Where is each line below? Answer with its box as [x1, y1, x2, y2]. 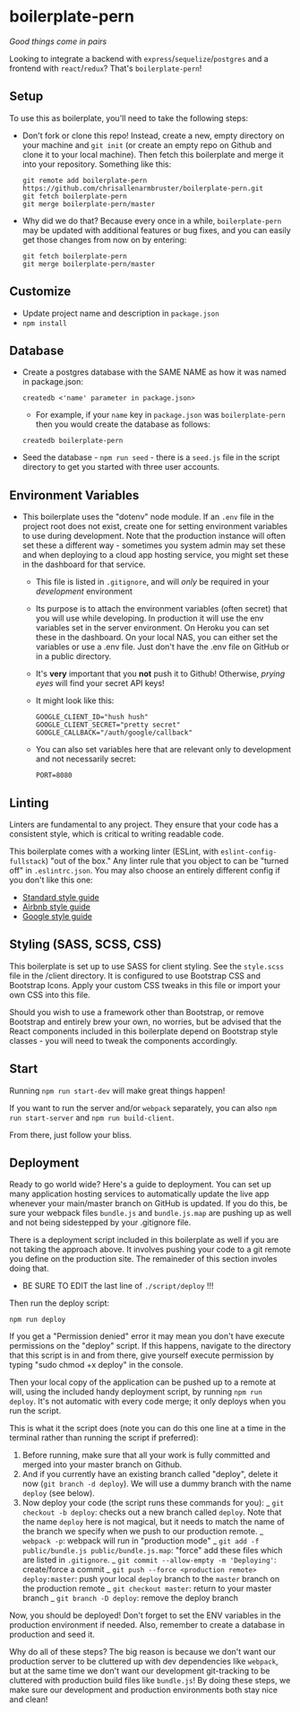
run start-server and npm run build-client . [9, 1112, 175, 1123]
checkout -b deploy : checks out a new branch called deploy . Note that [21, 1507, 282, 1517]
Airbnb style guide [21, 901, 91, 912]
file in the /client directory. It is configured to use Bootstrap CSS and [9, 970, 261, 981]
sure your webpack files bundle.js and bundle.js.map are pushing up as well [9, 1208, 292, 1219]
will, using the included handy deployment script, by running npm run [9, 1386, 262, 1397]
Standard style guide [21, 892, 100, 902]
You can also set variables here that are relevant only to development [35, 744, 291, 755]
